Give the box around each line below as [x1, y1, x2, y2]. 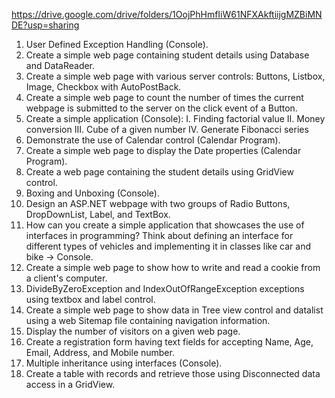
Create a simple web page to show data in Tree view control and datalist [25, 304, 324, 316]
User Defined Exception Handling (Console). [25, 39, 209, 50]
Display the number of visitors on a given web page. [25, 325, 241, 337]
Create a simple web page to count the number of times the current [25, 92, 304, 103]
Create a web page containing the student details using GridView [25, 166, 294, 178]
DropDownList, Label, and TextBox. [25, 209, 171, 220]
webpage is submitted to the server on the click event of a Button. [25, 102, 298, 114]
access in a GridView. [25, 379, 116, 390]
